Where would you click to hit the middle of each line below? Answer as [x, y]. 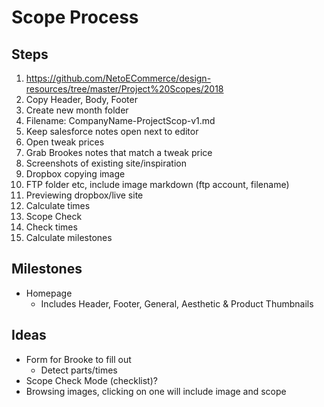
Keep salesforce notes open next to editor [112, 131]
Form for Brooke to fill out [78, 359]
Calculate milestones [69, 237]
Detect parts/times [79, 370]
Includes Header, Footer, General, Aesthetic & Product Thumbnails [177, 303]
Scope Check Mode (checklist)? [91, 380]
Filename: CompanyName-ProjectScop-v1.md [120, 120]
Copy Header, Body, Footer [81, 99]
